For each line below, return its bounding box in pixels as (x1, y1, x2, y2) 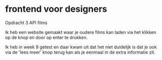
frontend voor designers (5, 3, 107, 15)
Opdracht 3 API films (5, 20, 48, 26)
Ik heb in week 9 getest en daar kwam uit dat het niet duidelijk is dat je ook (5, 44, 157, 50)
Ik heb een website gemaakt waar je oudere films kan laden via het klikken (5, 29, 157, 35)
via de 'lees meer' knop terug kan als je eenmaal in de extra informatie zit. (5, 49, 156, 55)
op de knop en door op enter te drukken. (5, 34, 88, 40)
